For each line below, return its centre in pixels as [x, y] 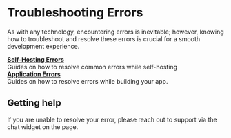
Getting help [34, 103]
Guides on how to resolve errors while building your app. [88, 81]
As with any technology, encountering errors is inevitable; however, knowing [115, 32]
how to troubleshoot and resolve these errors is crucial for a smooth [104, 38]
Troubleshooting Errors [75, 13]
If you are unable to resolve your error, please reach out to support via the [112, 119]
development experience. [43, 46]
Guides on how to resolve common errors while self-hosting [92, 67]
